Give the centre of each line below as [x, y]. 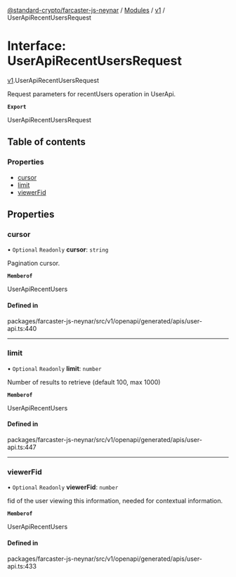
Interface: [37, 46]
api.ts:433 [22, 566]
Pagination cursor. [34, 264]
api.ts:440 [22, 328]
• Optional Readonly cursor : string [58, 249]
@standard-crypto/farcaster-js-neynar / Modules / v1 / [86, 10]
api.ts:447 [22, 447]
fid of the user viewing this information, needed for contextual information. [115, 501]
